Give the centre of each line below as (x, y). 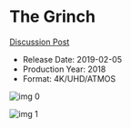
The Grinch (52, 17)
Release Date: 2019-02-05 (72, 59)
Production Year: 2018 (64, 69)
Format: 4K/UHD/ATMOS (69, 78)
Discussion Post (40, 42)
